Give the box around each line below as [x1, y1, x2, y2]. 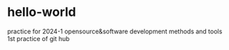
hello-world [7, 4, 77, 20]
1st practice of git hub [7, 34, 70, 42]
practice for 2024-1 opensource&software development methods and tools [7, 27, 223, 35]
